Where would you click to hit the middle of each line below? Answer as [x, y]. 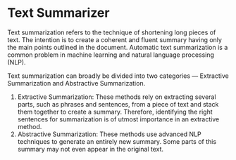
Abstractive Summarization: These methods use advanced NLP [110, 134]
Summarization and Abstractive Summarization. [76, 83]
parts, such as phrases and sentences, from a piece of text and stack [118, 104]
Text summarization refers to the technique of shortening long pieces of [112, 32]
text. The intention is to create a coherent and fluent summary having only [114, 39]
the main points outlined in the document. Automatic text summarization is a [118, 47]
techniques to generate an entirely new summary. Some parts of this [117, 141]
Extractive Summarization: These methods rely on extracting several [117, 97]
